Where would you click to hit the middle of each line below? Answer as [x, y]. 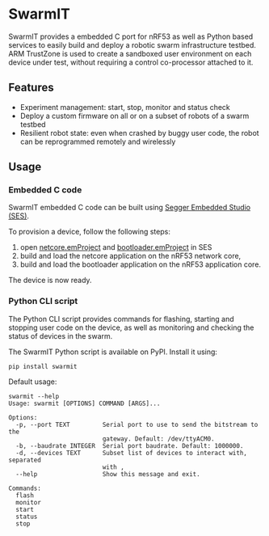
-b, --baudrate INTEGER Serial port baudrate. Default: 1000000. [130, 445]
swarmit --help [34, 396]
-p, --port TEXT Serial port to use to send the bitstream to [137, 424]
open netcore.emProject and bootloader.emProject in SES [116, 247]
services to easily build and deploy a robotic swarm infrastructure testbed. [132, 44]
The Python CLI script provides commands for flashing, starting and [121, 319]
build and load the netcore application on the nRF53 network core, [130, 256]
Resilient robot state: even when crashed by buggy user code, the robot [140, 133]
